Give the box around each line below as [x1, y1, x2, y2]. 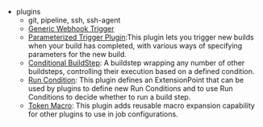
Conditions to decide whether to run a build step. [27, 92, 191, 101]
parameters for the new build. [27, 50, 127, 59]
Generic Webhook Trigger [27, 24, 115, 33]
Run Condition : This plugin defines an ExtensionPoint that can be [27, 76, 244, 84]
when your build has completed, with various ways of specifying [27, 41, 243, 51]
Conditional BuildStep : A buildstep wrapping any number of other [27, 58, 245, 68]
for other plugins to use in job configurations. [27, 109, 179, 119]
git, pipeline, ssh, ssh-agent [27, 15, 121, 25]
